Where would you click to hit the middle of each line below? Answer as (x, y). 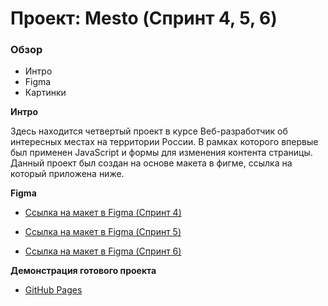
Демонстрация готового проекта (83, 271)
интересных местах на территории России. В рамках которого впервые (164, 142)
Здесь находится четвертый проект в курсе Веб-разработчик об (149, 131)
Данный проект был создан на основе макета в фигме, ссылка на (151, 163)
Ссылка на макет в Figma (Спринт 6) (103, 251)
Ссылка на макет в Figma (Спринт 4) (103, 213)
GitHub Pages (53, 290)
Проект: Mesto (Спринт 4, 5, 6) (144, 18)
